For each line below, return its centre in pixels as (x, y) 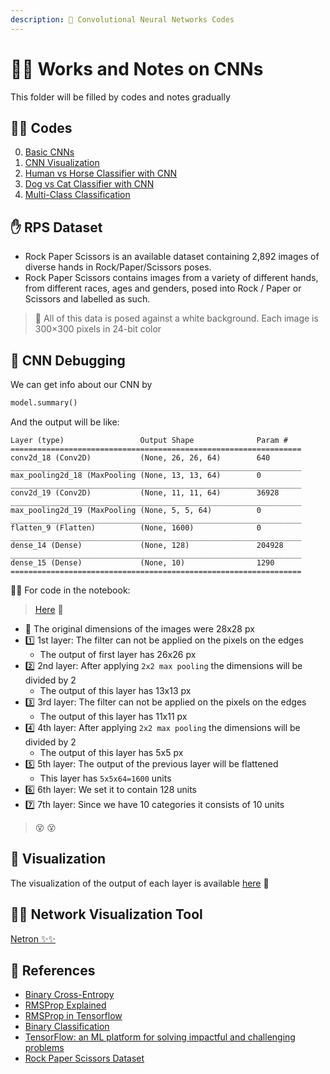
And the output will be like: (65, 422)
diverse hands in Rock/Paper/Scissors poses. (118, 267)
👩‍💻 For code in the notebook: (70, 590)
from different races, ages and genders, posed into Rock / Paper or (163, 288)
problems (44, 1048)
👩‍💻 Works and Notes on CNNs (137, 68)
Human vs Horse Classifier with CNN (101, 173)
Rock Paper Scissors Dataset (84, 1058)
